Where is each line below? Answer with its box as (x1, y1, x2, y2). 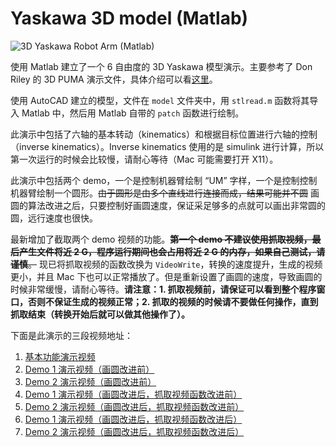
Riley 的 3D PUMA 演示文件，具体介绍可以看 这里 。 (10, 73, 218, 85)
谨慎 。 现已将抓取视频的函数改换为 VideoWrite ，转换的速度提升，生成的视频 (10, 258, 323, 270)
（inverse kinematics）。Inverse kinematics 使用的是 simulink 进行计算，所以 (10, 140, 325, 152)
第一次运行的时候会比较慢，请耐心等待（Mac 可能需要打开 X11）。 (10, 153, 279, 165)
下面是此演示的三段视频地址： (10, 329, 133, 341)
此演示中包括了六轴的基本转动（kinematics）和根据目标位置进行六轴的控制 (10, 128, 318, 140)
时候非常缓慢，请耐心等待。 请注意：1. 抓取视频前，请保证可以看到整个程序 (10, 283, 317, 295)
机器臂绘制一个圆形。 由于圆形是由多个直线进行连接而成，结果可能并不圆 (10, 187, 308, 199)
